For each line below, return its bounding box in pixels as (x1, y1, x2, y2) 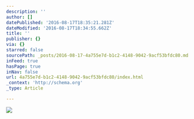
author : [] (6, 14, 33, 20)
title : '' (6, 31, 31, 37)
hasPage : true (6, 63, 41, 70)
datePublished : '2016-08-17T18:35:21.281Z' (6, 19, 115, 25)
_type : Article (6, 85, 44, 91)
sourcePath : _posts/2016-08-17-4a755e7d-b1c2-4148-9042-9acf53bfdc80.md (6, 52, 189, 58)
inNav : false (6, 69, 38, 75)
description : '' (6, 8, 46, 15)
